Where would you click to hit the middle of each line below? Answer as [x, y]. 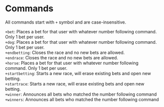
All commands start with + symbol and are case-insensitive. [66, 22]
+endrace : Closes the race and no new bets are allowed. [62, 57]
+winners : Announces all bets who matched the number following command [82, 99]
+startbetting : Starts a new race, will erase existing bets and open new [78, 73]
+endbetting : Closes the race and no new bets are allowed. [65, 53]
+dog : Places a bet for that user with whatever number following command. [81, 42]
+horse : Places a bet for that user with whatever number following [72, 63]
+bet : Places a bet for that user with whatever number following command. [81, 31]
